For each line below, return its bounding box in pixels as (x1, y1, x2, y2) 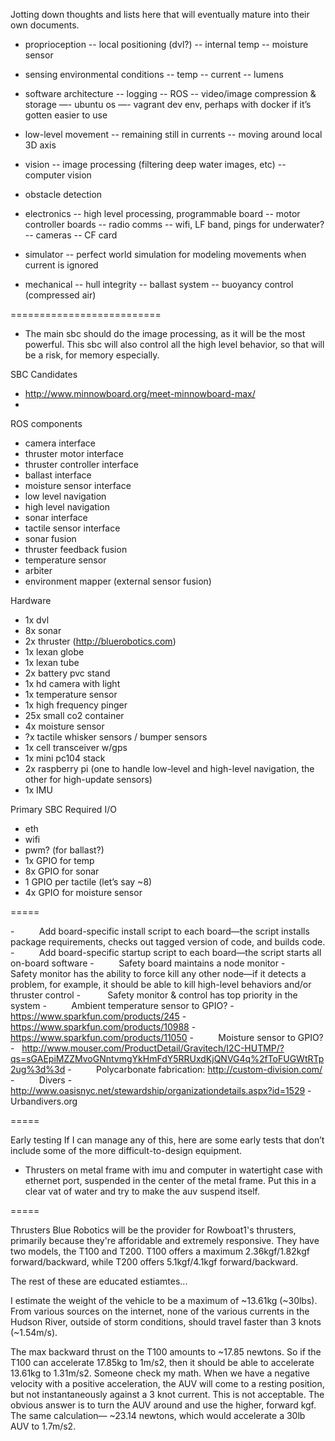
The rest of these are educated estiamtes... (10, 1275, 188, 1287)
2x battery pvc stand (24, 667, 111, 679)
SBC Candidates (10, 369, 78, 380)
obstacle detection (24, 189, 103, 200)
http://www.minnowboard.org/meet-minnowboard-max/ (24, 388, 256, 399)
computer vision (24, 169, 92, 181)
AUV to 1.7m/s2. (10, 1420, 77, 1432)
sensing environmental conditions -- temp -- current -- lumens (24, 69, 284, 80)
